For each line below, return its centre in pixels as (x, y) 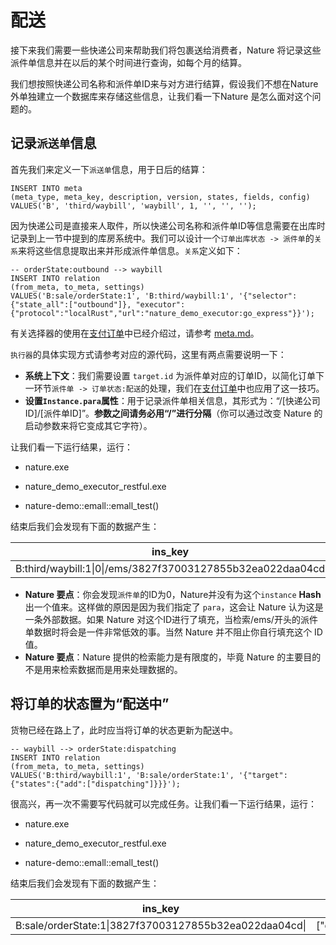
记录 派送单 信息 (53, 143)
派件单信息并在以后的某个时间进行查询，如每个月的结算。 (128, 62)
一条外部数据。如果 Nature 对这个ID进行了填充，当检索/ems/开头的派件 (171, 619)
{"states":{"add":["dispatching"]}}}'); (96, 784)
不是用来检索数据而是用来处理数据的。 (103, 669)
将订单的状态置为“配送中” (90, 704)
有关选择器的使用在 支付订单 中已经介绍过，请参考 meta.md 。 (135, 333)
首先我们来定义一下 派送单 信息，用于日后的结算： (109, 169)
